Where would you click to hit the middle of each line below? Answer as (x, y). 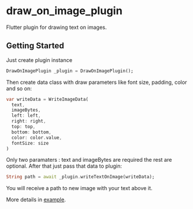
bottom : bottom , (31, 132)
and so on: (19, 88)
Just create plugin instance (39, 60)
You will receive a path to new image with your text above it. (79, 188)
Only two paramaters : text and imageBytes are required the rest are (89, 160)
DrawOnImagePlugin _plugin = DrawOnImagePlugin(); (70, 71)
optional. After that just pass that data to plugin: (64, 166)
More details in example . (36, 200)
